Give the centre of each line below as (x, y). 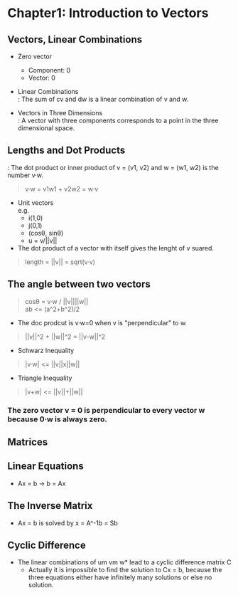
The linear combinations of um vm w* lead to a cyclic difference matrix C (124, 562)
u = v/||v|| (43, 241)
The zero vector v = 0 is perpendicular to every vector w (106, 410)
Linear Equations (45, 467)
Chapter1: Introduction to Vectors (108, 13)
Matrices (28, 442)
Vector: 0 (42, 78)
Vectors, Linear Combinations (75, 40)
